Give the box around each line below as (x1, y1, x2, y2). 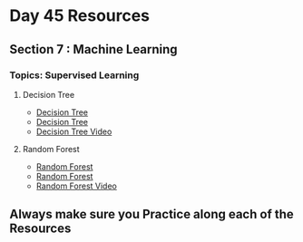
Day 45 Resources (9, 5, 151, 26)
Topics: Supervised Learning (9, 69, 140, 82)
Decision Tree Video (35, 126, 112, 137)
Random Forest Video (35, 180, 118, 191)
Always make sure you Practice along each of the (9, 207, 295, 222)
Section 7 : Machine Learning (9, 42, 179, 57)
